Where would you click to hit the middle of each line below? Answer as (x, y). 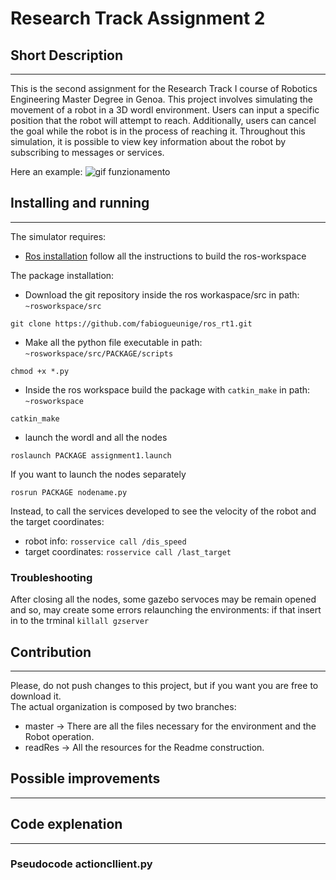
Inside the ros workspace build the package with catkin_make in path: (167, 389)
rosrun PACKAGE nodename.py (69, 492)
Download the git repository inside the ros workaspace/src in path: (162, 294)
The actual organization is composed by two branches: (123, 706)
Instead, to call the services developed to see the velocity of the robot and (163, 511)
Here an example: (46, 171)
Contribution (51, 652)
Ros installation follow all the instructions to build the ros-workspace (165, 256)
